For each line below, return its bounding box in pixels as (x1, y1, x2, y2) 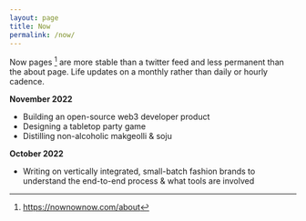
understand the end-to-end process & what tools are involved (22, 176, 255, 186)
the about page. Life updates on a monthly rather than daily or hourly (9, 66, 269, 77)
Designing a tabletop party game (22, 121, 147, 132)
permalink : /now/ (9, 30, 76, 39)
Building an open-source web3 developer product (22, 111, 210, 123)
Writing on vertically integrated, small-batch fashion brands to (22, 166, 256, 177)
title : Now (9, 22, 51, 31)
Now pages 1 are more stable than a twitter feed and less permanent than (9, 55, 285, 68)
